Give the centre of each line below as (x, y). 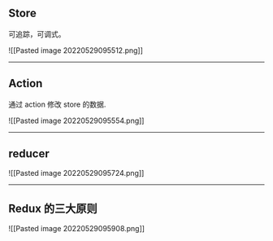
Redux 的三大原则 (53, 208)
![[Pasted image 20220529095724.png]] (76, 173)
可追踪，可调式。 (37, 34)
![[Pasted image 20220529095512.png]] (76, 50)
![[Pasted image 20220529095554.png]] (76, 120)
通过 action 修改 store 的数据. (57, 104)
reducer (29, 154)
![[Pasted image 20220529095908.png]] (76, 229)
